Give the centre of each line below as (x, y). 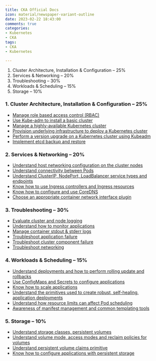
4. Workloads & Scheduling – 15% (46, 260)
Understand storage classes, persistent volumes (62, 332)
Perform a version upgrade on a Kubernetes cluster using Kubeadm (81, 136)
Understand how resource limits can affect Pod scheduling (72, 303)
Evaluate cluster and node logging (47, 221)
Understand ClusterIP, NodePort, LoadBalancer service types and (80, 176)
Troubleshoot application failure (45, 237)
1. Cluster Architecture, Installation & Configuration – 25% (76, 104)
